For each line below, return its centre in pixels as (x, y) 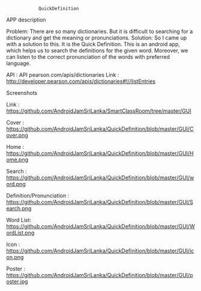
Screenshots (22, 93)
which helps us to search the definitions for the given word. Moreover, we (97, 50)
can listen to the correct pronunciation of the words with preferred (88, 57)
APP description (26, 20)
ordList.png (20, 233)
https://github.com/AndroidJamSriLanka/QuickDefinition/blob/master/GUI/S (100, 202)
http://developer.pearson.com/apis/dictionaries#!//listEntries (81, 81)
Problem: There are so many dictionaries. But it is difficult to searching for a (100, 31)
